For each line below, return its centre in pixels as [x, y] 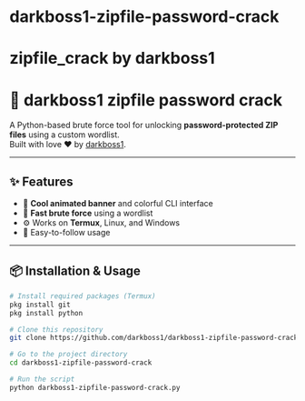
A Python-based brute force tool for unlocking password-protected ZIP [144, 125]
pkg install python [46, 313]
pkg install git [40, 305]
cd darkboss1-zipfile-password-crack [81, 363]
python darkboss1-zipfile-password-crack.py [95, 387]
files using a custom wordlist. [64, 135]
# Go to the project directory [69, 355]
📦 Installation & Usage [75, 271]
